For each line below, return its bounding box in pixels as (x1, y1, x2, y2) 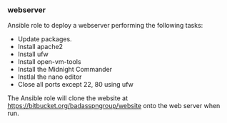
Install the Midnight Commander (17, 65, 113, 74)
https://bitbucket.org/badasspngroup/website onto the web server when (7, 102, 221, 110)
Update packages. (17, 35, 73, 43)
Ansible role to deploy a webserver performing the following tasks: (7, 21, 203, 30)
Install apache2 (17, 43, 63, 51)
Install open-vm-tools (17, 58, 81, 66)
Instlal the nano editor (17, 73, 82, 81)
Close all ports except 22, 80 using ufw (17, 80, 133, 89)
